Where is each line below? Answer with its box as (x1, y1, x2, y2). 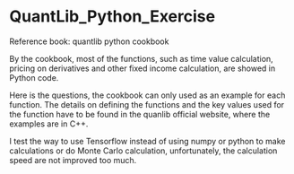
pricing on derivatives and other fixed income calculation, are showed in (9, 63, 276, 74)
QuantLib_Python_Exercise (9, 6, 216, 27)
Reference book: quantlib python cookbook (9, 36, 169, 47)
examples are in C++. (9, 118, 89, 129)
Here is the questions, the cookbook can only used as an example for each (9, 90, 286, 100)
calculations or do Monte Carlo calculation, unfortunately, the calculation (9, 145, 278, 156)
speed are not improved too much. (9, 154, 137, 165)
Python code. (9, 72, 59, 83)
